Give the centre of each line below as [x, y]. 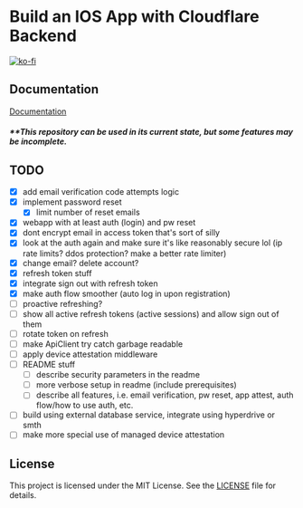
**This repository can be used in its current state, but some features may [151, 132]
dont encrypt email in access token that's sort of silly [121, 233]
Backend [43, 36]
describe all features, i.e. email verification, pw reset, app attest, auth [165, 395]
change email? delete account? [80, 263]
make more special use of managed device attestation [123, 435]
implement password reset [72, 202]
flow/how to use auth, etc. [85, 406]
